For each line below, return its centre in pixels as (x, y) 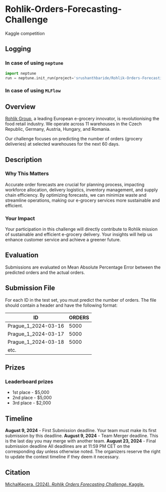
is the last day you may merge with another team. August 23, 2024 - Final (81, 441)
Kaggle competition (25, 33)
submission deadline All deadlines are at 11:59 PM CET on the (67, 446)
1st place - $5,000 (31, 392)
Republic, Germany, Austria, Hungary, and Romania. (58, 129)
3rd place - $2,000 (31, 403)
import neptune (21, 73)
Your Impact (20, 218)
